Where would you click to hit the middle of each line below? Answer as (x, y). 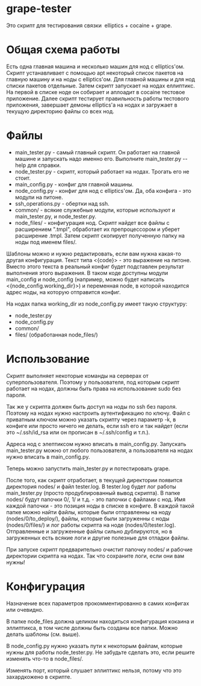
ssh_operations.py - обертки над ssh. (62, 203)
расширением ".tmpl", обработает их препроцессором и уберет (97, 229)
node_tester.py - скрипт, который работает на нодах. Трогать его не (102, 171)
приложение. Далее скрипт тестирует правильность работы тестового (98, 98)
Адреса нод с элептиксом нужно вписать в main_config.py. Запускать (96, 444)
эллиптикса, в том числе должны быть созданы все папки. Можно (92, 628)
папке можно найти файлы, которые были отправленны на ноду (89, 512)
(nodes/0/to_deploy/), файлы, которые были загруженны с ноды (88, 518)
